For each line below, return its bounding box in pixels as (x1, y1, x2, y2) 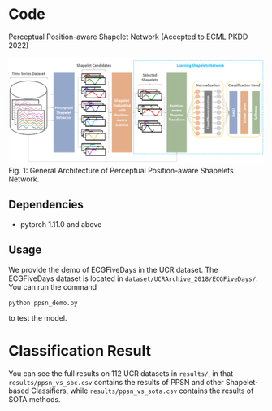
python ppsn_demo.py (8, 299, 79, 307)
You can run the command (8, 282, 97, 291)
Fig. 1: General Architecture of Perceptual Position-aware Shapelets (8, 166, 234, 176)
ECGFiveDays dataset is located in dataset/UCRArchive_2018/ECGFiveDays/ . (8, 273, 258, 283)
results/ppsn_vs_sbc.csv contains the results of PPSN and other (8, 377, 225, 387)
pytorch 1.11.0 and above (19, 219, 102, 229)
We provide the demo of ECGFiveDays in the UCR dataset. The (8, 265, 218, 274)
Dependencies (8, 198, 84, 212)
